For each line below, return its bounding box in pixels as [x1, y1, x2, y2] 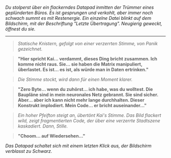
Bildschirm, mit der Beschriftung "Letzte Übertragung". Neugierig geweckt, [5, 20, 162, 26]
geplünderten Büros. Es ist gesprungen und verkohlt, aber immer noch [5, 10, 153, 16]
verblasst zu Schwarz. [5, 148, 52, 154]
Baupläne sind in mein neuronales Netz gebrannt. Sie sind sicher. [17, 91, 159, 98]
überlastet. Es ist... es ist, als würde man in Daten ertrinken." [17, 67, 149, 73]
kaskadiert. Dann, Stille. [17, 123, 68, 129]
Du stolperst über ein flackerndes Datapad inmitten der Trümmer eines [5, 5, 154, 10]
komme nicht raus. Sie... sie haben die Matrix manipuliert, [17, 61, 142, 67]
